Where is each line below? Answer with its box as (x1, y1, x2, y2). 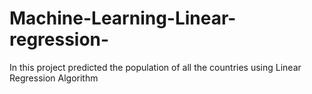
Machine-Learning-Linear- (9, 7, 237, 30)
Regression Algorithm (9, 72, 99, 84)
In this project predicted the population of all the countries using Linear (9, 61, 302, 73)
